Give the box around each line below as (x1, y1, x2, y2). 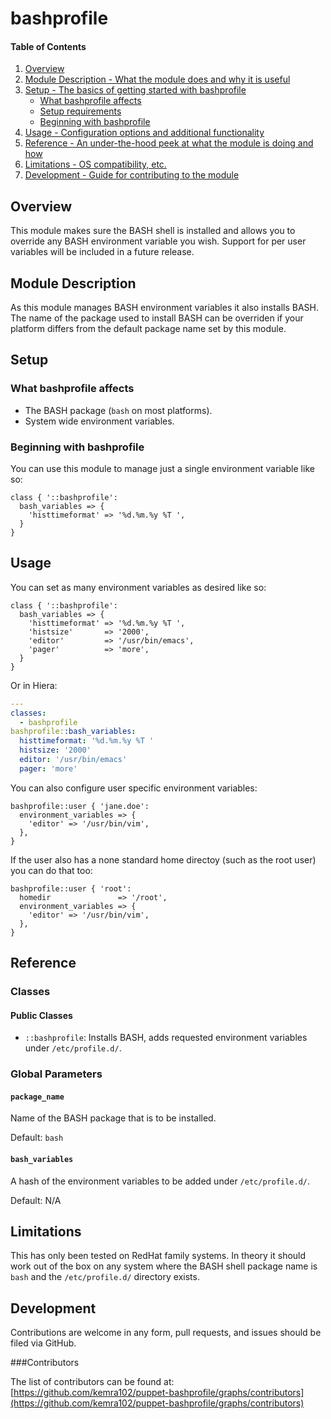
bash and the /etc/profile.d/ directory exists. (10, 1271, 200, 1283)
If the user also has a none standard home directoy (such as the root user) (10, 853, 317, 866)
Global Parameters (10, 1067, 103, 1081)
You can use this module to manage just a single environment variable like (10, 463, 315, 474)
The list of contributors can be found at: (10, 1376, 175, 1388)
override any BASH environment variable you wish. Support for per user (10, 235, 307, 247)
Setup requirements (39, 105, 122, 117)
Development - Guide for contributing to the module (24, 169, 240, 181)
